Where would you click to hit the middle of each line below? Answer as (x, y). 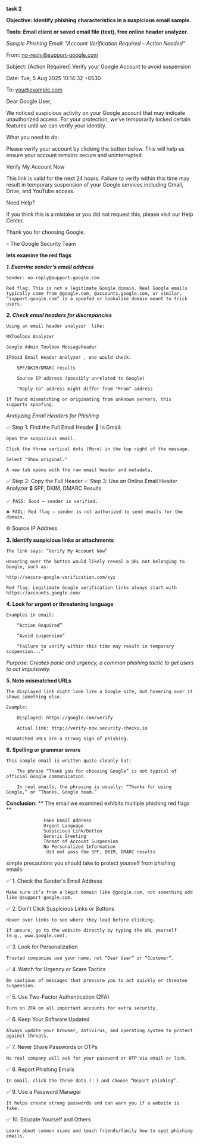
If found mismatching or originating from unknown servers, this (89, 399)
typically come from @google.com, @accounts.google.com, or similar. (94, 294)
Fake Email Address (68, 820)
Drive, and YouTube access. (40, 191)
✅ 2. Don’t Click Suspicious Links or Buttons (60, 909)
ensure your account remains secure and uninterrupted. (75, 155)
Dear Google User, (29, 101)
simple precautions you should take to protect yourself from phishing (91, 863)
